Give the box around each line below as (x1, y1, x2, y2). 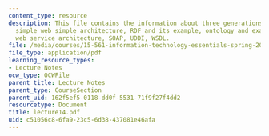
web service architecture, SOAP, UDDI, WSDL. (15, 34, 171, 42)
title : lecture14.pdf (8, 109, 81, 117)
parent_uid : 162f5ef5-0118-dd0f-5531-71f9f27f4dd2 (8, 94, 181, 102)
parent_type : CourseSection (8, 86, 102, 94)
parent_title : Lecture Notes (8, 78, 106, 86)
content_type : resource (8, 11, 88, 20)
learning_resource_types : (8, 57, 94, 65)
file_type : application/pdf (8, 49, 102, 57)
